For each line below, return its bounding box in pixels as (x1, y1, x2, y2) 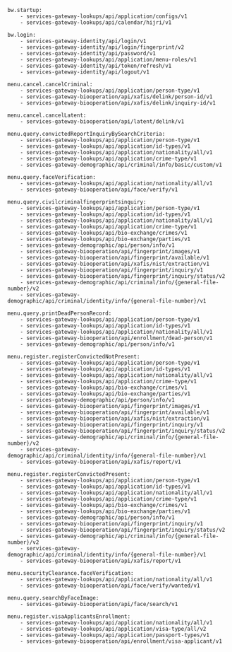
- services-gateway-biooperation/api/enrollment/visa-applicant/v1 (20, 638, 222, 645)
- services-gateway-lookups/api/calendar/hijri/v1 (20, 19, 172, 26)
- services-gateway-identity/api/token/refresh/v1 (20, 62, 172, 69)
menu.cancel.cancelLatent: (7, 112, 87, 119)
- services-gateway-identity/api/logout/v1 (20, 69, 150, 76)
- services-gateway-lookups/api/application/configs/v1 (20, 13, 188, 20)
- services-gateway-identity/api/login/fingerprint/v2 (20, 44, 185, 51)
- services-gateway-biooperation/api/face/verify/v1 (20, 186, 178, 193)
